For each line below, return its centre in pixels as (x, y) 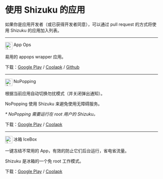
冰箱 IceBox (25, 139)
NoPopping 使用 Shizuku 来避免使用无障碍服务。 (54, 104)
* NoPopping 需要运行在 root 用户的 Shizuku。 (51, 114)
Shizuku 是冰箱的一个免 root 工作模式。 (44, 161)
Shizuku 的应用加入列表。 (36, 30)
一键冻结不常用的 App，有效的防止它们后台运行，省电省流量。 (67, 150)
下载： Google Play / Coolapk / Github (42, 67)
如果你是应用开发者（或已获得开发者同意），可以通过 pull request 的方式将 (79, 24)
